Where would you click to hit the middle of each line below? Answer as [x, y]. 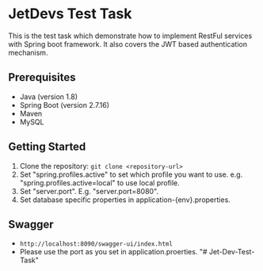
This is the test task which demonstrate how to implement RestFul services [130, 36]
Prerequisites [42, 77]
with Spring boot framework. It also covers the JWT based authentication [128, 44]
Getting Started [47, 147]
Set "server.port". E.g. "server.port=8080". [89, 191]
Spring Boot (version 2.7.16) [64, 105]
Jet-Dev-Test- [232, 252]
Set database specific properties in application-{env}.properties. [125, 200]
